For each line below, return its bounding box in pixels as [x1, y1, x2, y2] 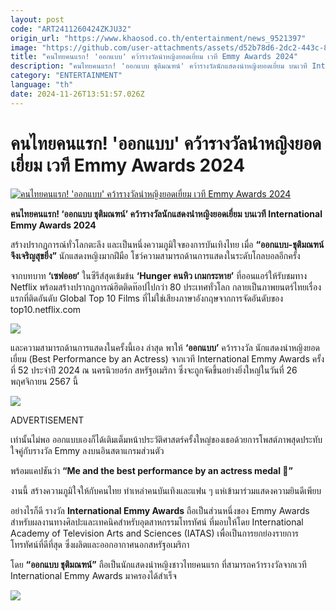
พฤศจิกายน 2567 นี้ [10, 375, 79, 387]
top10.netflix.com [10, 303, 82, 315]
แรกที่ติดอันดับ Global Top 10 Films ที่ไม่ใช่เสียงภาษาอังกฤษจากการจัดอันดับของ [10, 292, 284, 304]
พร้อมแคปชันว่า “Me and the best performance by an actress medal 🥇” [10, 464, 293, 476]
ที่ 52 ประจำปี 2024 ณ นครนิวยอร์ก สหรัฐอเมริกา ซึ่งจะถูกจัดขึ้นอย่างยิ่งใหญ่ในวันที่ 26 [10, 364, 298, 376]
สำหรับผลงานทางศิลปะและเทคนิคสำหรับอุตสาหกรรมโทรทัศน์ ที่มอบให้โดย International [10, 516, 304, 528]
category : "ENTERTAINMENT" [10, 71, 123, 81]
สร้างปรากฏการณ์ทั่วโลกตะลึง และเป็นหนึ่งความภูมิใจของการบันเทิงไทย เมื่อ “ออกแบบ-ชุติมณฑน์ [10, 238, 325, 250]
